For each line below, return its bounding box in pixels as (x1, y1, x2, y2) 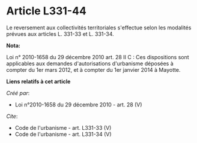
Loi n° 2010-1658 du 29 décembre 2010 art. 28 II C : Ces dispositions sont (6, 53, 189, 60)
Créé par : (6, 89, 30, 96)
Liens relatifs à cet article (6, 78, 71, 85)
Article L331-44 (6, 4, 87, 18)
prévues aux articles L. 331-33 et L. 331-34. (6, 30, 114, 37)
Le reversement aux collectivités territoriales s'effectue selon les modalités (6, 24, 192, 31)
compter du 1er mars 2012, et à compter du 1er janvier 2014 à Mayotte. (6, 66, 181, 73)
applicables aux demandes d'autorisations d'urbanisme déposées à (6, 60, 174, 67)
